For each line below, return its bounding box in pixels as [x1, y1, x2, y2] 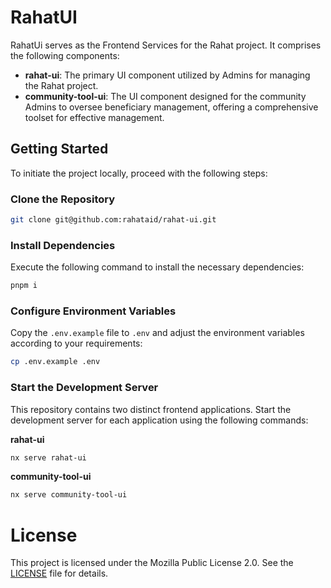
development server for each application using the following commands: [10, 414, 309, 426]
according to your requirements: [10, 337, 143, 350]
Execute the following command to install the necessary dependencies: [10, 261, 305, 273]
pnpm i [10, 281, 38, 291]
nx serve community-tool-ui [10, 490, 128, 500]
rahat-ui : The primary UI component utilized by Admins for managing [24, 69, 311, 81]
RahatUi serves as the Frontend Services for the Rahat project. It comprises [10, 39, 322, 51]
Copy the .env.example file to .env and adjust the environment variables [10, 327, 305, 339]
